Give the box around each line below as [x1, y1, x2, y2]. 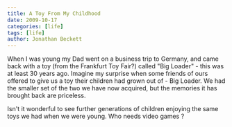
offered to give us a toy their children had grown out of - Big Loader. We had [7, 77, 226, 85]
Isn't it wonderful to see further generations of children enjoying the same [7, 105, 219, 113]
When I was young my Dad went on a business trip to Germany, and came [7, 55, 219, 63]
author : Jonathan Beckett [7, 36, 82, 43]
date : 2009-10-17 [7, 17, 58, 23]
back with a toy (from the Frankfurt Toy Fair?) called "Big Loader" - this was [7, 62, 224, 70]
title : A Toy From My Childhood [7, 10, 101, 17]
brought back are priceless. [7, 91, 86, 100]
